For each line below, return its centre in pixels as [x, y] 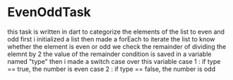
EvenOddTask [49, 12]
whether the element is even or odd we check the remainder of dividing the [117, 46]
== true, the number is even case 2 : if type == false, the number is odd [112, 69]
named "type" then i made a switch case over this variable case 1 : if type [114, 61]
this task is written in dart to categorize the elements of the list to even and [116, 32]
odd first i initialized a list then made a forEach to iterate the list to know [111, 39]
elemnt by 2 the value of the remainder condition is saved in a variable [109, 54]
